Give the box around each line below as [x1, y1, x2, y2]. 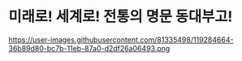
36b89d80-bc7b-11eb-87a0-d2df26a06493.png [8, 43, 171, 53]
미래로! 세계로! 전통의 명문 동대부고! [8, 7, 233, 26]
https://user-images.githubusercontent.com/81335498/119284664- [8, 34, 234, 45]
